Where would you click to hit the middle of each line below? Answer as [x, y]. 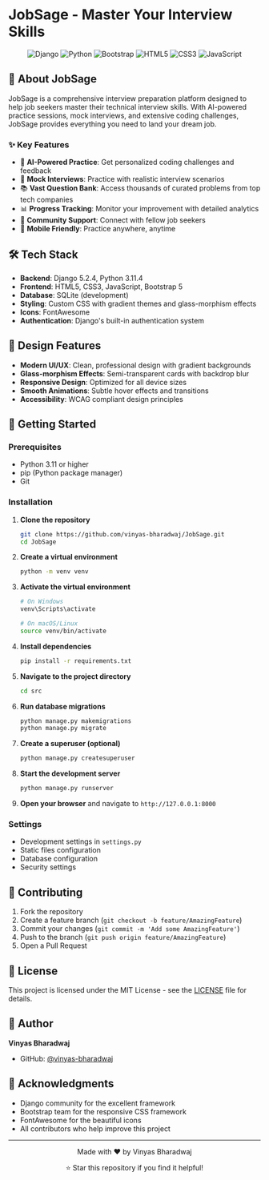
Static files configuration [60, 850]
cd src [31, 691]
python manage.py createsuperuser [77, 758]
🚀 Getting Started [52, 425]
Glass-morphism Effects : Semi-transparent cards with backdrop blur [134, 373]
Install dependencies [56, 646]
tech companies [46, 200]
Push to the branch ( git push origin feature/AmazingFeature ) [123, 937]
